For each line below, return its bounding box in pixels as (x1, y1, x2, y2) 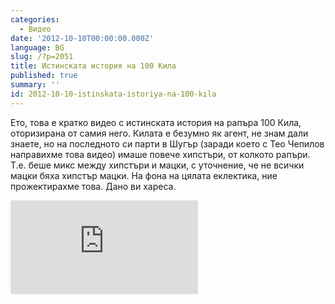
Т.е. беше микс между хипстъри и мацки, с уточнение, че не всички (10, 159, 305, 171)
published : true (10, 71, 78, 81)
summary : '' (10, 80, 60, 90)
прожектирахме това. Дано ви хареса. (10, 180, 177, 192)
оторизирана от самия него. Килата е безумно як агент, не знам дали (10, 127, 309, 139)
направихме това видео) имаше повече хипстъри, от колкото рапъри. (10, 148, 311, 160)
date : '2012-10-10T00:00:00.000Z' (10, 33, 155, 43)
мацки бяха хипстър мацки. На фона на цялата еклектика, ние (10, 169, 278, 181)
